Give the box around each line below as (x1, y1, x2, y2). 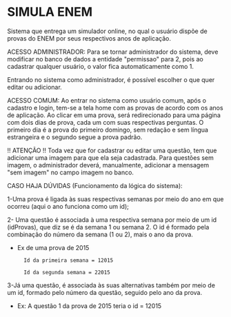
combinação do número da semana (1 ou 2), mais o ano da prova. (7, 230, 193, 238)
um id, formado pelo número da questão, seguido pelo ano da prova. (7, 288, 202, 296)
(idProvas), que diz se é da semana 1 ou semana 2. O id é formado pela (7, 223, 210, 231)
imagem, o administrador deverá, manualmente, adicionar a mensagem (7, 161, 210, 169)
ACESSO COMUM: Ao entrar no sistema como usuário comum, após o (7, 96, 207, 104)
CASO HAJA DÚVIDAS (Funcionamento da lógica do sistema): (7, 181, 183, 190)
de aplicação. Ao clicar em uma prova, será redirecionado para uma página (7, 111, 221, 119)
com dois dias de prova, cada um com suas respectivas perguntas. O (7, 118, 204, 126)
